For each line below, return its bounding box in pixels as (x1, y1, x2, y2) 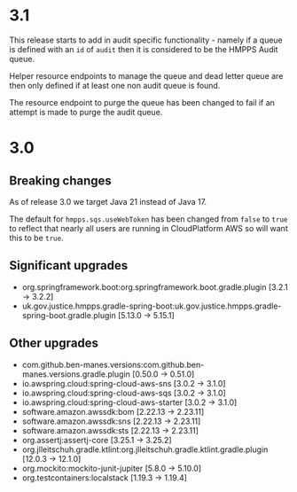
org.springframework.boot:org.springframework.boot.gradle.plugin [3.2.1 (21, 281, 288, 293)
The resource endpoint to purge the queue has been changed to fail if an (9, 97, 275, 107)
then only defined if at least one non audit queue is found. (9, 80, 221, 90)
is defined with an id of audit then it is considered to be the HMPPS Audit (9, 43, 278, 54)
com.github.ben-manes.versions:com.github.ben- (21, 359, 205, 370)
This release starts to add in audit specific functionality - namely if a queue (9, 35, 284, 45)
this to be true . (9, 232, 64, 243)
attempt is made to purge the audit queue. (9, 106, 163, 117)
